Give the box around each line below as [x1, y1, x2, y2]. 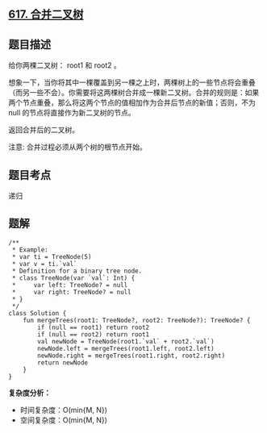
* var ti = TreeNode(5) [11, 252, 92, 260]
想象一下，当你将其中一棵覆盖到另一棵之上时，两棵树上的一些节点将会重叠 [8, 77, 256, 87]
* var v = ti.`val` [11, 260, 78, 268]
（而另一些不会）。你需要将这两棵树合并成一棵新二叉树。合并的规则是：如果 [8, 88, 260, 98]
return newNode [37, 358, 89, 367]
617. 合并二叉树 [8, 7, 84, 22]
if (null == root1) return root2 [37, 323, 150, 331]
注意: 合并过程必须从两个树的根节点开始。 [8, 142, 147, 152]
